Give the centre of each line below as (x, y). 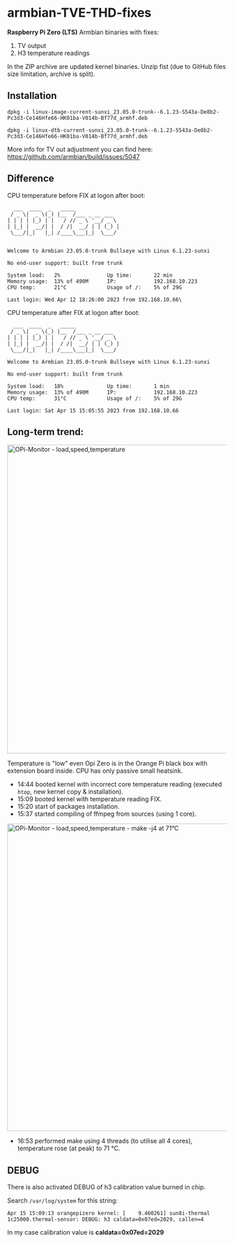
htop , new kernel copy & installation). (70, 792)
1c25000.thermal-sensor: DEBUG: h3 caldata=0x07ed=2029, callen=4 (106, 1220)
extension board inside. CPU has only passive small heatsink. (95, 771)
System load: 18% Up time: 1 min (88, 386)
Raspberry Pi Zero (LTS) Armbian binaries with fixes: (83, 32)
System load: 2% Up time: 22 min (90, 275)
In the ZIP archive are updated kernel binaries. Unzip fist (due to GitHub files (117, 66)
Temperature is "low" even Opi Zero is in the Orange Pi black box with (107, 764)
